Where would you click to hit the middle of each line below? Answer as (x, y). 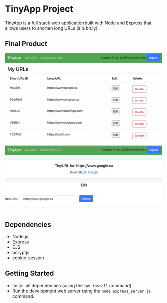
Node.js (20, 237)
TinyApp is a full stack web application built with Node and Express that (78, 23)
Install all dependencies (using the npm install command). (73, 285)
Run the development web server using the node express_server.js (82, 291)
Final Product (26, 44)
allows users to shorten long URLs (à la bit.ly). (52, 28)
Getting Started (30, 273)
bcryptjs (21, 253)
